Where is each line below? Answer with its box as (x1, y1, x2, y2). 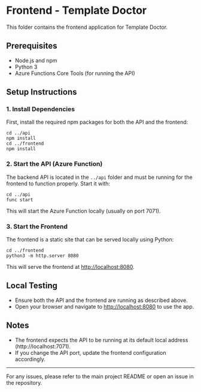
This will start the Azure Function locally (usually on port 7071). (6, 207, 161, 214)
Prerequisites (6, 41, 57, 51)
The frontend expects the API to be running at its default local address (14, 336, 188, 343)
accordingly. (14, 355, 46, 363)
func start (6, 196, 33, 203)
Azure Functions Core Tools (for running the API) (14, 70, 136, 77)
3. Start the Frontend (6, 222, 68, 231)
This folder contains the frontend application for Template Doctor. (6, 23, 168, 31)
